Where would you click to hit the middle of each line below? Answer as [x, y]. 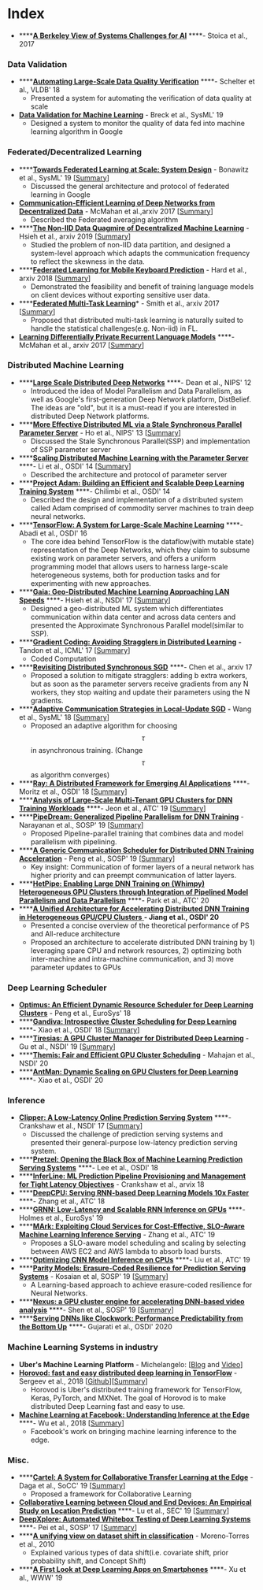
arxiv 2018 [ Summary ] [55, 278]
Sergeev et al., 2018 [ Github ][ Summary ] [83, 1381]
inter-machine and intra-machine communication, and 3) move [132, 958]
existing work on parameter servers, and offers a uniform [123, 558]
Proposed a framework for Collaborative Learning [111, 1494]
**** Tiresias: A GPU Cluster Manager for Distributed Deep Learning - [134, 1038]
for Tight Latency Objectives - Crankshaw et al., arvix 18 [111, 1184]
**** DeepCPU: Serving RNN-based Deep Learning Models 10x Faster [134, 1193]
